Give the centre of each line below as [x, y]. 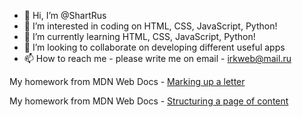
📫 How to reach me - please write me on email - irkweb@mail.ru [157, 58]
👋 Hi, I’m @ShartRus [65, 15]
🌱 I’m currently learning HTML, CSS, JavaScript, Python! [139, 36]
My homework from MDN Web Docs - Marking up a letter [127, 81]
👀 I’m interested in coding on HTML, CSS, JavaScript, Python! [150, 26]
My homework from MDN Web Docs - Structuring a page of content [149, 101]
